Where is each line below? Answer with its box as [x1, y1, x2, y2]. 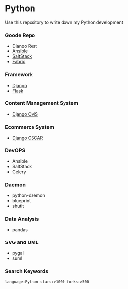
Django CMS [12, 111, 38, 117]
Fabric [12, 59, 26, 65]
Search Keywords [5, 268, 48, 275]
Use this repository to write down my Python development [5, 19, 123, 25]
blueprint [12, 197, 31, 203]
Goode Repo [5, 32, 35, 39]
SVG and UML [5, 239, 39, 245]
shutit [12, 203, 24, 209]
